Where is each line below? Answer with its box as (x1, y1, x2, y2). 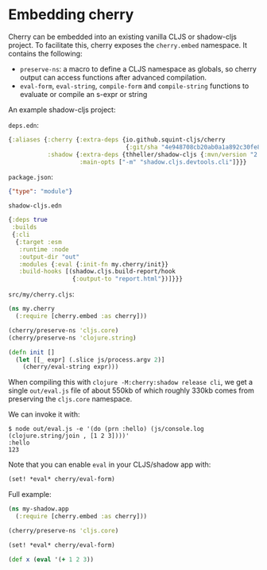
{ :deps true (8, 216, 48, 224)
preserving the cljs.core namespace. (8, 394, 133, 404)
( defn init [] (8, 348, 56, 356)
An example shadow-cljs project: (8, 105, 116, 114)
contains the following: (8, 48, 83, 58)
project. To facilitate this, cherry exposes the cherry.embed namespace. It (8, 40, 248, 49)
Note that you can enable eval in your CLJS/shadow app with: (8, 459, 211, 470)
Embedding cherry (8, 6, 134, 24)
